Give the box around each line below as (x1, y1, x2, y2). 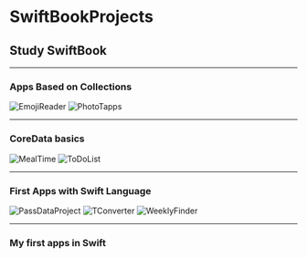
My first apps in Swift (9, 236, 107, 249)
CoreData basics (9, 132, 85, 145)
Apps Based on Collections (9, 80, 132, 93)
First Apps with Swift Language (9, 184, 152, 197)
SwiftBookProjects (9, 6, 153, 27)
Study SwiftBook (9, 43, 107, 58)
